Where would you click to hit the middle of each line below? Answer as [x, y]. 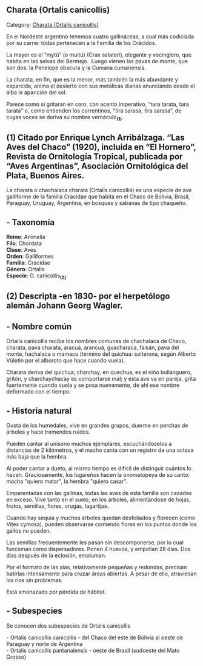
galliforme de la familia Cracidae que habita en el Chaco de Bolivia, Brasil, [98, 196]
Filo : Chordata [24, 243]
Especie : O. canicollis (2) [36, 276]
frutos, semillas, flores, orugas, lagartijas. [58, 506]
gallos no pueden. [29, 531]
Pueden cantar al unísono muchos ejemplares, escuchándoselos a [89, 444]
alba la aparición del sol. [37, 92]
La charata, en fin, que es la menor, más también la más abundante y [92, 79]
